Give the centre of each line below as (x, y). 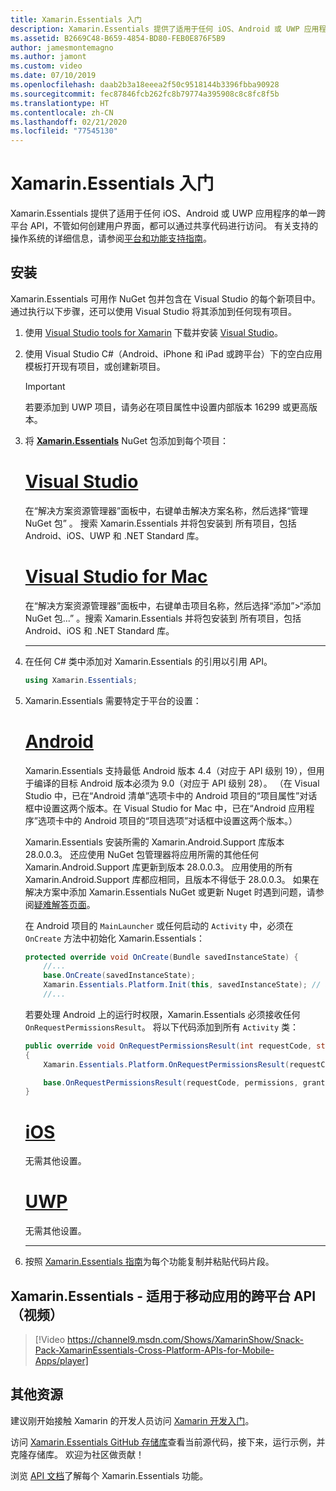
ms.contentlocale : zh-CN (62, 112)
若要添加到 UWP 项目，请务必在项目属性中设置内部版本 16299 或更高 (166, 407)
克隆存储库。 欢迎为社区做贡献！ (77, 1454)
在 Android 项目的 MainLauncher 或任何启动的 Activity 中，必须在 (159, 925)
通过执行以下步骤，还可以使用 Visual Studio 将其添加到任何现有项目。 (153, 311)
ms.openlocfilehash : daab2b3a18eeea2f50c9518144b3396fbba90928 (145, 85)
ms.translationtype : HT (60, 103)
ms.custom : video (46, 66)
